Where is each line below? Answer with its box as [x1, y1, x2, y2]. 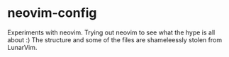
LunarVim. [7, 43, 38, 51]
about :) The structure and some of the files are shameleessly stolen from [7, 35, 222, 44]
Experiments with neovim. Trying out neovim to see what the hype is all [7, 28, 216, 37]
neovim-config [7, 5, 97, 21]
